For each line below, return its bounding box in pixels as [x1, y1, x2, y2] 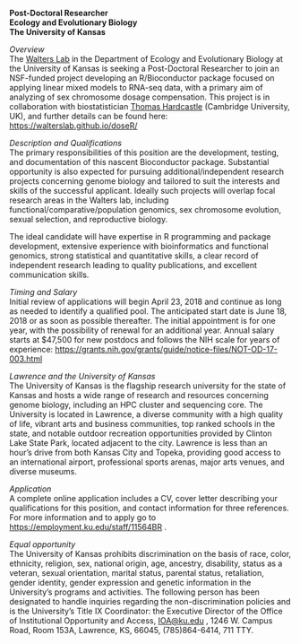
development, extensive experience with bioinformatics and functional [9, 241, 269, 251]
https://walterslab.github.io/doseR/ [9, 120, 138, 131]
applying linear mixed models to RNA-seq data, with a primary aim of [9, 83, 263, 92]
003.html [9, 353, 43, 364]
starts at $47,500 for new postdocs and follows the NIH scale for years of [9, 335, 280, 344]
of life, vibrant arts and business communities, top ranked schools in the [9, 419, 276, 429]
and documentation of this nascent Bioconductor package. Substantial [9, 157, 270, 167]
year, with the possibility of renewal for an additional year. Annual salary [9, 325, 275, 335]
